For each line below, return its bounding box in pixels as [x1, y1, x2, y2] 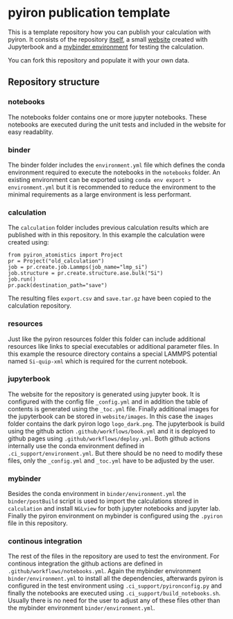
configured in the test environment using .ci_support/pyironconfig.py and [8, 581, 223, 590]
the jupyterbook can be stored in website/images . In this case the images [8, 412, 214, 420]
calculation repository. [8, 302, 72, 310]
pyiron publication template [8, 5, 171, 21]
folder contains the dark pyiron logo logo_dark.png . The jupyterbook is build [8, 419, 225, 428]
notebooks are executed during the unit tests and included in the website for [8, 120, 226, 129]
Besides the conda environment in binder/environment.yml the [8, 490, 187, 498]
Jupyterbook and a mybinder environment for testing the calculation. [8, 42, 205, 51]
